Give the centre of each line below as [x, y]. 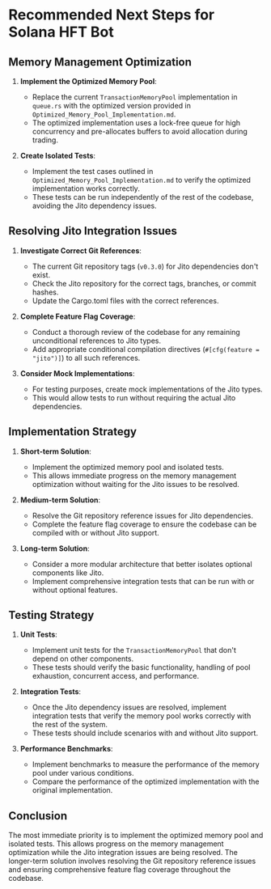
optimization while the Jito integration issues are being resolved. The [123, 853]
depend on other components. [83, 659]
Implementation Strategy [73, 432]
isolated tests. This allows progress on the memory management [116, 844]
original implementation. [72, 790]
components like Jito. [68, 573]
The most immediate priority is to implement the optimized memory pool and [136, 836]
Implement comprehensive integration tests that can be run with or [143, 581]
